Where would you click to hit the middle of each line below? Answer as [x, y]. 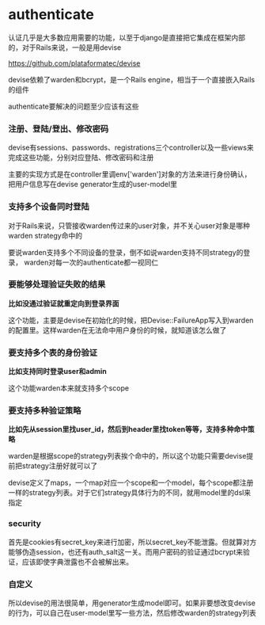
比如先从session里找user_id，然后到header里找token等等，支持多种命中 [128, 429]
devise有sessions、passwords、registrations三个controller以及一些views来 [131, 147]
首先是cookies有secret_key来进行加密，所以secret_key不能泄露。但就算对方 [132, 542]
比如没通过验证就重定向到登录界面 [64, 303]
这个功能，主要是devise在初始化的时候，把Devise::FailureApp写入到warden [131, 320]
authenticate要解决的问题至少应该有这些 [74, 106]
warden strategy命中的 [45, 235]
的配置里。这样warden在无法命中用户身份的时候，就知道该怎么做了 [117, 330]
